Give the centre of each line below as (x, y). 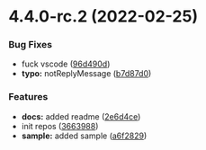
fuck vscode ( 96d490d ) (66, 64)
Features (28, 97)
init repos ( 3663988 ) (60, 126)
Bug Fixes (31, 45)
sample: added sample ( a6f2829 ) (84, 136)
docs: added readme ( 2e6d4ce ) (81, 116)
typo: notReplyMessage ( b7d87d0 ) (86, 74)
